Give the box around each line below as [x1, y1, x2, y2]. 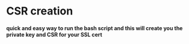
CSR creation [6, 4, 73, 18]
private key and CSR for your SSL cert [6, 31, 102, 38]
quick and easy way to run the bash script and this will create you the [6, 24, 183, 31]
